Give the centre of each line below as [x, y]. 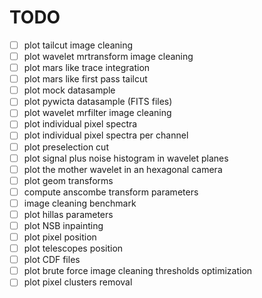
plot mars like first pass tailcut [85, 79]
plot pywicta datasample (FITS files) [98, 102]
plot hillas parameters [68, 214]
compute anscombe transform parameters [111, 192]
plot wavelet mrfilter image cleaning [97, 113]
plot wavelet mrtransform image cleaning [108, 56]
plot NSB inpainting [63, 225]
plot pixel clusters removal [78, 282]
